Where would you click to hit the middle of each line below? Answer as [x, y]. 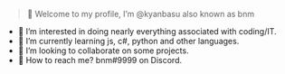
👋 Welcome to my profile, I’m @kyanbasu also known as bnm [141, 14]
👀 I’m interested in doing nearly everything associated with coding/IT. [147, 31]
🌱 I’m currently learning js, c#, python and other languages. [128, 41]
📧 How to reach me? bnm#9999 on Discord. [100, 60]
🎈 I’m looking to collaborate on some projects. [103, 51]
